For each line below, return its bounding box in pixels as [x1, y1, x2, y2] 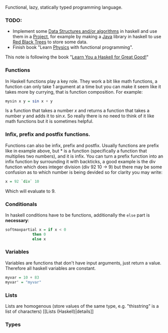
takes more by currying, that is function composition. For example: [5, 89, 143, 95]
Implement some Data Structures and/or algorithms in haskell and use [12, 28, 157, 34]
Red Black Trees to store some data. [12, 39, 88, 45]
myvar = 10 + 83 [5, 275, 39, 280]
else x [32, 236, 46, 241]
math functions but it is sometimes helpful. [5, 118, 94, 124]
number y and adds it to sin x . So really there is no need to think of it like [5, 113, 154, 119]
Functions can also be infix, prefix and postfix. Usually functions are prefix [5, 142, 159, 148]
